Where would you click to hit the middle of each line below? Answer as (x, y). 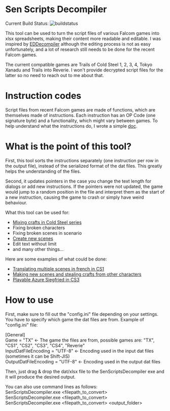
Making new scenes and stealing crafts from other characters (77, 274)
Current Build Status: (27, 23)
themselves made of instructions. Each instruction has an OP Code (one (80, 115)
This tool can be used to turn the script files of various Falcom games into (82, 33)
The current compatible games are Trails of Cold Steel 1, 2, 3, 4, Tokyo (79, 64)
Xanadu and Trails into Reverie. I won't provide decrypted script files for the (84, 70)
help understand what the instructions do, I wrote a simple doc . (71, 126)
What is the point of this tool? (69, 147)
